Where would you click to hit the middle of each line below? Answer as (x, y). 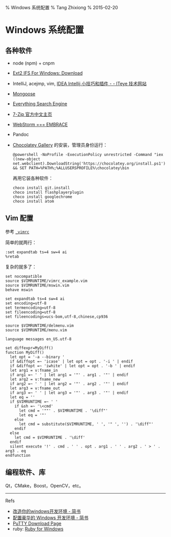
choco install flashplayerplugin (48, 192)
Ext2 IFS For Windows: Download (48, 73)
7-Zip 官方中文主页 (32, 114)
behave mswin (19, 290)
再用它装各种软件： (33, 178)
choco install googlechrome (42, 197)
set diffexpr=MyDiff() (29, 348)
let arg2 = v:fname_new (35, 379)
